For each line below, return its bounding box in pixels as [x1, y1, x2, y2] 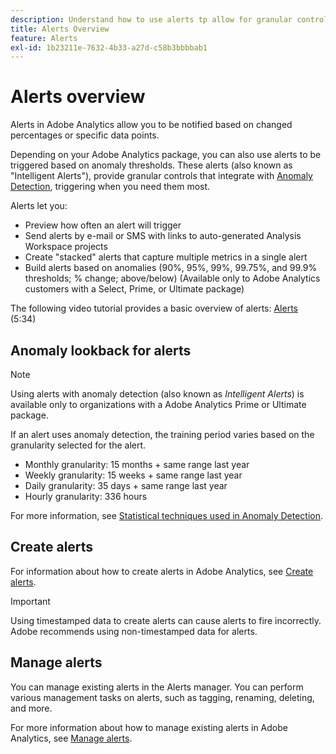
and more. [10, 702, 53, 714]
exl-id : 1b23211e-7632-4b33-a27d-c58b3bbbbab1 [10, 42, 208, 53]
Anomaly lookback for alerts [10, 342, 192, 359]
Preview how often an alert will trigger [24, 219, 182, 231]
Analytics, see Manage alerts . [10, 732, 133, 744]
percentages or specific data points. [10, 129, 160, 141]
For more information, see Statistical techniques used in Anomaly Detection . [10, 510, 324, 521]
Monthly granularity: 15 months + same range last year [24, 459, 250, 470]
